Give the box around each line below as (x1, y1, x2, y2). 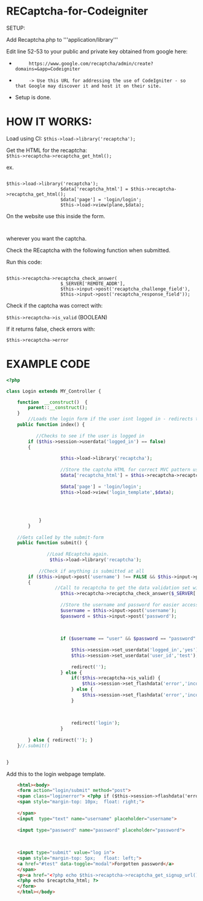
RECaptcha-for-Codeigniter (6, 4, 149, 18)
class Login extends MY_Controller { (6, 388, 101, 394)
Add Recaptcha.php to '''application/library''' (6, 36, 118, 43)
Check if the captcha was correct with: (6, 302, 103, 309)
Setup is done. (14, 93, 51, 101)
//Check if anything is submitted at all (38, 568, 145, 574)
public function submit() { (17, 540, 88, 546)
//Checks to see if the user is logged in (36, 433, 145, 439)
